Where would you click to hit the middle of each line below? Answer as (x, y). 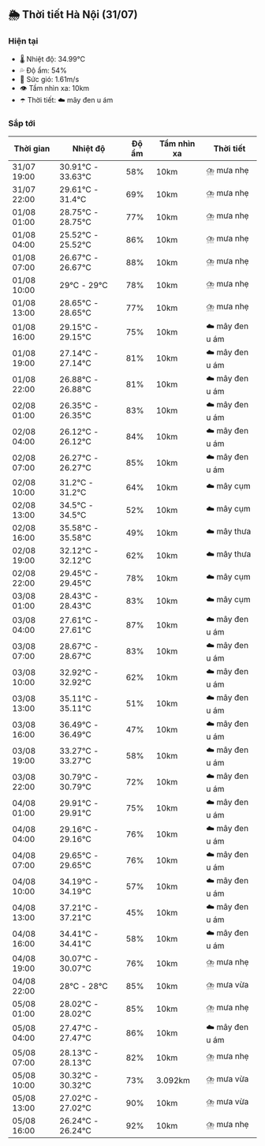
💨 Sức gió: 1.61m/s (49, 79)
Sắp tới (22, 123)
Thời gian (32, 148)
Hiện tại (23, 41)
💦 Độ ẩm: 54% (43, 70)
